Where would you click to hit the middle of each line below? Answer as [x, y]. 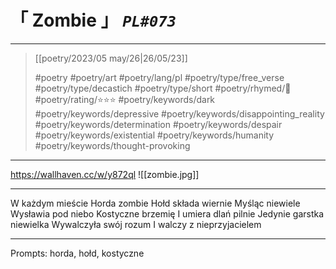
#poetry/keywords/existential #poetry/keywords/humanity [154, 135]
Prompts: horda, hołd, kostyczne [77, 253]
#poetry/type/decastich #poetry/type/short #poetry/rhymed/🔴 [163, 88]
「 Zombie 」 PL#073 [93, 20]
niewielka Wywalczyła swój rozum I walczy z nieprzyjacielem [136, 224]
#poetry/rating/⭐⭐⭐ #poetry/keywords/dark [125, 99]
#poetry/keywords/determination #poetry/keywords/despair [158, 124]
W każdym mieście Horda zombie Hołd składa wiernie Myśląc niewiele [155, 203]
